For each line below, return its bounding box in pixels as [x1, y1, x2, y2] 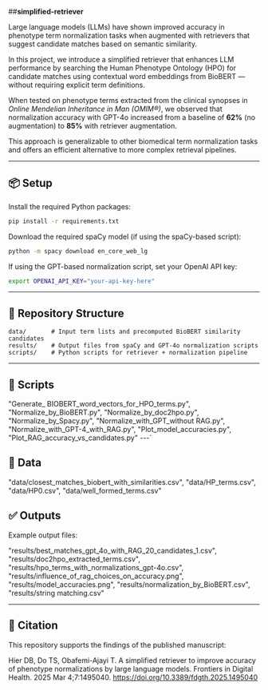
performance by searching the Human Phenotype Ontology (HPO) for [8, 63, 237, 73]
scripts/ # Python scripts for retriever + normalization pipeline [8, 349, 248, 357]
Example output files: [8, 530, 78, 540]
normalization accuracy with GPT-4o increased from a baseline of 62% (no [8, 113, 256, 122]
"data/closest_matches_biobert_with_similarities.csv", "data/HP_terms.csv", [8, 477, 257, 486]
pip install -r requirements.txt [8, 217, 120, 225]
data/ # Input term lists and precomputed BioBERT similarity [8, 327, 241, 336]
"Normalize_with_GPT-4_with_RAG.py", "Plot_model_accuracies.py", [8, 425, 232, 434]
